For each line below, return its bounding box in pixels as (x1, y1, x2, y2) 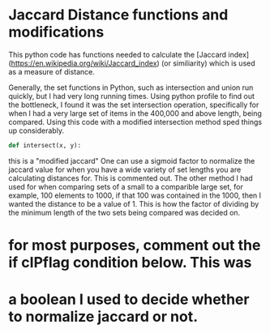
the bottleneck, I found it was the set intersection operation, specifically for (8, 100, 259, 109)
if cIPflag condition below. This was (8, 254, 252, 271)
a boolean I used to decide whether (8, 290, 250, 309)
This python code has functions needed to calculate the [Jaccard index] (8, 49, 250, 59)
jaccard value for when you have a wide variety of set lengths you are (8, 164, 242, 174)
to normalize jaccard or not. (8, 308, 199, 326)
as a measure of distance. (8, 66, 96, 76)
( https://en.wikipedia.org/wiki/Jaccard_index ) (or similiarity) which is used (8, 58, 255, 68)
